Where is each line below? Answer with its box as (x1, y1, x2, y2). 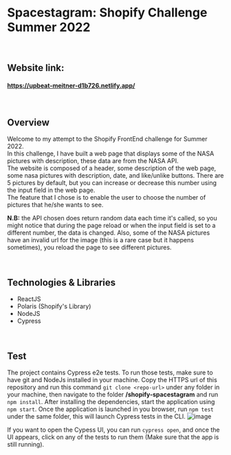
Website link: (7, 62, 65, 74)
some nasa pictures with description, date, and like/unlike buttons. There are (7, 171, 224, 180)
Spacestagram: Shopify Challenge (7, 5, 208, 21)
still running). (7, 440, 45, 448)
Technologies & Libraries (7, 277, 115, 288)
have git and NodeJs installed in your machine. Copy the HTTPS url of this (7, 375, 218, 383)
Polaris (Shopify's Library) (16, 302, 91, 310)
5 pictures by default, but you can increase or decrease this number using (7, 179, 217, 187)
